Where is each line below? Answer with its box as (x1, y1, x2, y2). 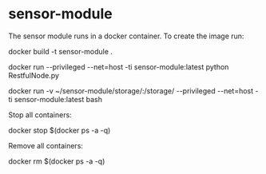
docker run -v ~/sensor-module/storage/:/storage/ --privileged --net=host (8, 85, 254, 96)
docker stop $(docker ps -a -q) (8, 125, 111, 135)
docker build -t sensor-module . (8, 46, 113, 56)
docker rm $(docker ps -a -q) (8, 156, 105, 166)
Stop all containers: (8, 109, 72, 120)
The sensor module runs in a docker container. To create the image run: (8, 31, 244, 41)
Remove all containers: (8, 140, 84, 150)
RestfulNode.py (8, 70, 60, 80)
